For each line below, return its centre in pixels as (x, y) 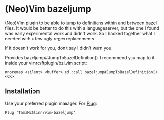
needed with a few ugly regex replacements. (50, 39)
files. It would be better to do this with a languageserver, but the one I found (82, 28)
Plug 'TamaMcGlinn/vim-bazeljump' (41, 112)
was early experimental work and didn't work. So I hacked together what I (80, 33)
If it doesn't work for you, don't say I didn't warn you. (59, 48)
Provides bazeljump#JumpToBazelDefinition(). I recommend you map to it (80, 57)
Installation (23, 92)
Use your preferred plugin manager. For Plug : (51, 103)
